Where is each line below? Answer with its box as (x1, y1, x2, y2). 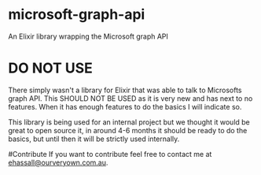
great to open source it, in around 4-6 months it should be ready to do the (8, 125, 248, 135)
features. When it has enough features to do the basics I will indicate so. (8, 102, 242, 111)
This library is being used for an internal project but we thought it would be (8, 117, 250, 127)
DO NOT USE (8, 59, 93, 77)
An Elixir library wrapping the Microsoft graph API (8, 32, 169, 41)
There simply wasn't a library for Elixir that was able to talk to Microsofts (8, 85, 242, 95)
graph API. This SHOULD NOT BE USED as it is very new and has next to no (8, 93, 253, 103)
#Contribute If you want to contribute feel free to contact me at (8, 149, 212, 158)
